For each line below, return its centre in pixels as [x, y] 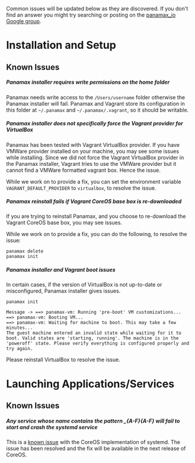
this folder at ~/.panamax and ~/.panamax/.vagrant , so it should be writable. [97, 110]
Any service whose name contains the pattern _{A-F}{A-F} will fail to [93, 421]
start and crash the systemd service [52, 427]
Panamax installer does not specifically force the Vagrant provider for [95, 124]
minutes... [20, 328]
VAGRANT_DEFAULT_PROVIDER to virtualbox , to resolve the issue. [81, 188]
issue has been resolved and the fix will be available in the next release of [96, 448]
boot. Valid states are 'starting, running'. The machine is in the [92, 338]
